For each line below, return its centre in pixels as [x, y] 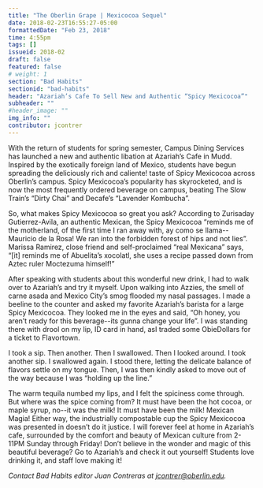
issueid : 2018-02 [37, 52]
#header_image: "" [38, 111]
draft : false [30, 60]
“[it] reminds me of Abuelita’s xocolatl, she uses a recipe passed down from [131, 255]
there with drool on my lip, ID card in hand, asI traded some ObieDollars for [130, 329]
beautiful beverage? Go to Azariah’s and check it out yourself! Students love [131, 452]
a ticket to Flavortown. [44, 337]
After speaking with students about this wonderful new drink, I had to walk [129, 279]
